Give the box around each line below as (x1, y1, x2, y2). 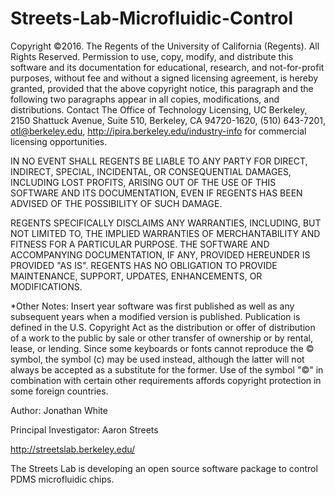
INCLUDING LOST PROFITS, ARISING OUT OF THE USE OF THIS (10, 176, 277, 188)
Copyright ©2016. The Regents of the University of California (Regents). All (10, 40, 320, 52)
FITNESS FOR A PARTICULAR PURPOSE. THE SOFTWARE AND (10, 238, 270, 250)
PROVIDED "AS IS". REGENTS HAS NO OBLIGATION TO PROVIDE (10, 259, 278, 271)
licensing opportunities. (10, 135, 108, 147)
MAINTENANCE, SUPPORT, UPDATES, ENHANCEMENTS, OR (10, 270, 263, 282)
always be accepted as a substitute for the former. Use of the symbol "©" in (10, 363, 324, 376)
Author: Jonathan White (10, 404, 108, 416)
